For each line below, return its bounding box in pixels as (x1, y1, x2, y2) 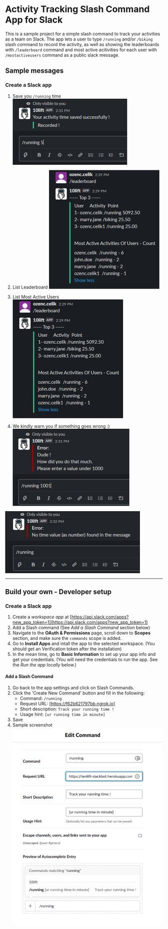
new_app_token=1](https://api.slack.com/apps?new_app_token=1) (12, 619, 148, 625)
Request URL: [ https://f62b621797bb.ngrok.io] (19, 701, 115, 707)
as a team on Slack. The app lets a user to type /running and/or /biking (5, 36, 153, 42)
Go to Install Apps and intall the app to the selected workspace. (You (12, 640, 155, 647)
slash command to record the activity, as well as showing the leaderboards (5, 41, 159, 47)
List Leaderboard (12, 284, 48, 290)
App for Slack (5, 14, 63, 26)
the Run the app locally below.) (12, 662, 76, 668)
